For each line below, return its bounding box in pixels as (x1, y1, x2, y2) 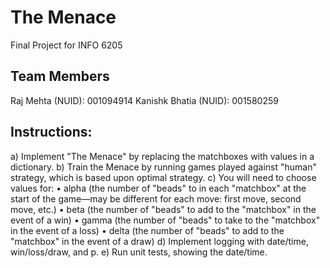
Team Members (10, 68, 110, 85)
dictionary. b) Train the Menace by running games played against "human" (10, 161, 317, 173)
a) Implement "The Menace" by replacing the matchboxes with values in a (10, 150, 315, 162)
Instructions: (10, 124, 93, 141)
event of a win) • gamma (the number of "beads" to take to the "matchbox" (10, 214, 321, 226)
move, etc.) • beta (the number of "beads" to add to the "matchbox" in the (10, 203, 317, 215)
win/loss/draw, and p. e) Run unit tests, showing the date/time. (10, 246, 268, 258)
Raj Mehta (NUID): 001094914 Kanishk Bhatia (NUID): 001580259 (10, 94, 279, 106)
